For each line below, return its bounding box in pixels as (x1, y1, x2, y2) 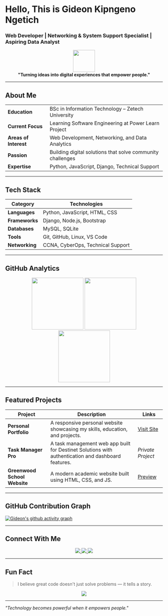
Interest (7, 141, 27, 148)
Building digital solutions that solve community (49, 149, 159, 156)
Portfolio (7, 429, 29, 436)
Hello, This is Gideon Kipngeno (5, 4, 136, 15)
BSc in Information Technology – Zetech (49, 106, 143, 113)
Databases (7, 225, 34, 232)
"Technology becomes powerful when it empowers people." (5, 605, 129, 611)
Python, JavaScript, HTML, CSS (42, 209, 117, 216)
